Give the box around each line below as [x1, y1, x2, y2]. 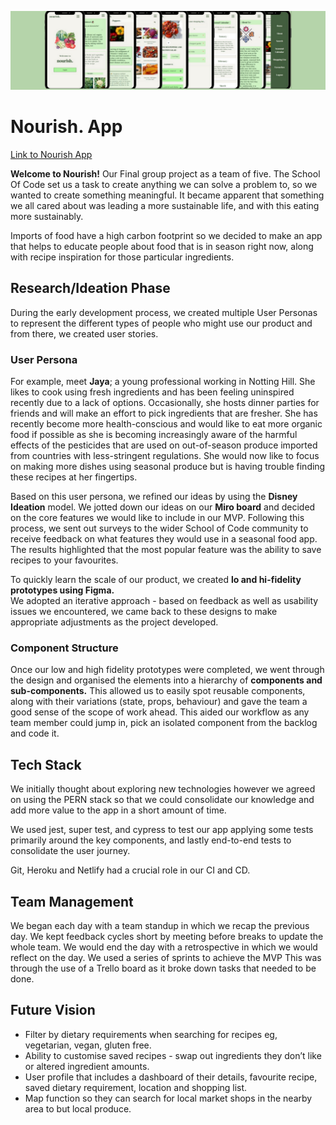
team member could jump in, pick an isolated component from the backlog [10, 717, 318, 729]
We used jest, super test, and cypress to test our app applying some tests [10, 824, 314, 836]
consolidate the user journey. [10, 845, 131, 857]
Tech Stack [10, 756, 82, 773]
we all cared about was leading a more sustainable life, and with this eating [10, 199, 320, 211]
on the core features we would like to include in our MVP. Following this [10, 512, 305, 524]
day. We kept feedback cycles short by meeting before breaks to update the [10, 930, 324, 942]
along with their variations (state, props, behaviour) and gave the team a [10, 696, 308, 708]
